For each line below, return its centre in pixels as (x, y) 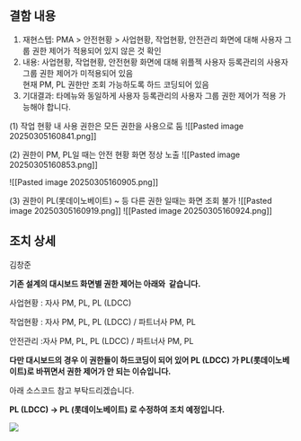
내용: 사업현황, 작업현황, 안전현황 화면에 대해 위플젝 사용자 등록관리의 (143, 62)
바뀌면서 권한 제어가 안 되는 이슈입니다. (103, 371)
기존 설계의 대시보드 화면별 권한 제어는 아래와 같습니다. (105, 283)
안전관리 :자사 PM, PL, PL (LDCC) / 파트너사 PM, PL (102, 340)
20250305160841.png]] (53, 136)
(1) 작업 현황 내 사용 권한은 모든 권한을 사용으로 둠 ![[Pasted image (127, 126)
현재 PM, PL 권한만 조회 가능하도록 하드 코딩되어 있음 (115, 84)
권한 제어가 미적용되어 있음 (86, 73)
